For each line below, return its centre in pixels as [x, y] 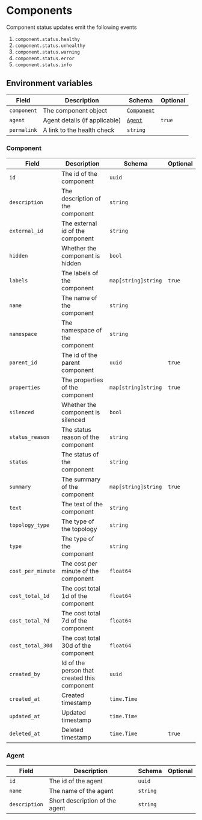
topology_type [29, 525]
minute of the [80, 571]
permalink [23, 130]
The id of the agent [76, 781]
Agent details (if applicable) [82, 120]
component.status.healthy [47, 39]
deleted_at [25, 734]
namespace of [81, 331]
